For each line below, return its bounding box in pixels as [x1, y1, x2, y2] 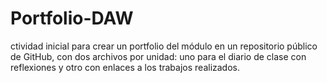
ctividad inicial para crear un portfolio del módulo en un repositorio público [10, 40, 318, 52]
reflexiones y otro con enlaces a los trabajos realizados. [10, 61, 241, 73]
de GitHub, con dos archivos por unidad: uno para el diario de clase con [10, 50, 307, 62]
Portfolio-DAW [10, 7, 134, 30]
